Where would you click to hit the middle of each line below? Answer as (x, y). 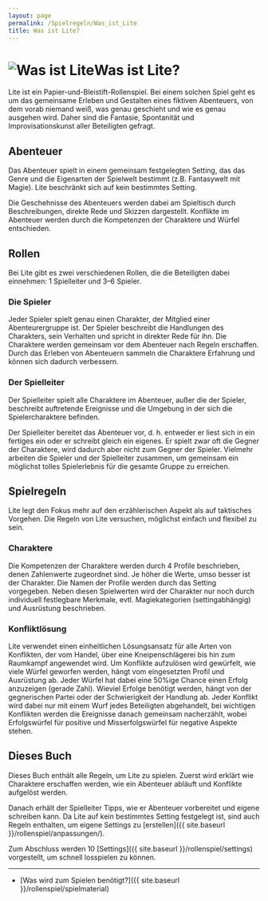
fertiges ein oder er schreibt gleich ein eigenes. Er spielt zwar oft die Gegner (134, 441)
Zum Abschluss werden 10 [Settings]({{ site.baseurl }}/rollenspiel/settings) (131, 848)
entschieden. (30, 228)
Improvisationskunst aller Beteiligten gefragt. (82, 126)
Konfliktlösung (37, 629)
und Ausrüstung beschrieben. (57, 608)
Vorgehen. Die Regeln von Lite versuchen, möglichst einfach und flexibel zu (132, 519)
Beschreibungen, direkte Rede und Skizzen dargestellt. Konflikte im (119, 212)
